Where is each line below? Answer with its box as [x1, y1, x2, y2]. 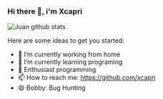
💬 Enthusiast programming [17, 66, 97, 74]
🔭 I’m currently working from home [17, 50, 121, 59]
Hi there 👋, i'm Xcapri [7, 6, 83, 16]
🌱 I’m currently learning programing [17, 58, 123, 66]
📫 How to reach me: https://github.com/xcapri [17, 73, 156, 82]
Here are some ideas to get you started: [7, 36, 125, 45]
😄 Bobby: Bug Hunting [17, 83, 86, 92]
